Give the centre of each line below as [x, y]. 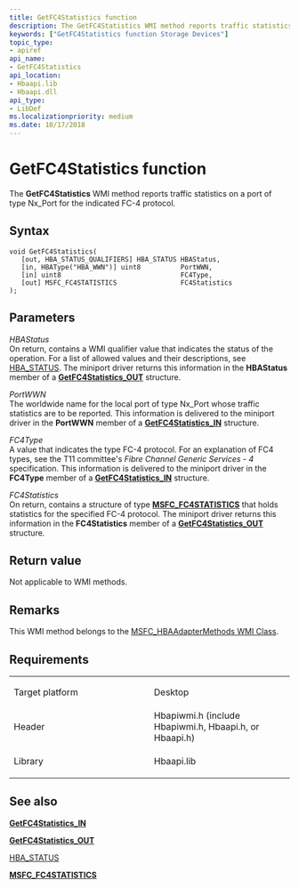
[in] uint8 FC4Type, [117, 275]
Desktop [172, 692]
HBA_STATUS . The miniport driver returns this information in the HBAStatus [148, 367]
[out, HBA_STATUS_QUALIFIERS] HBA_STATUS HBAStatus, [121, 259]
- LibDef [25, 109]
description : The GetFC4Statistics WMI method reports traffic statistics [151, 26]
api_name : [28, 59]
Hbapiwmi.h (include [197, 715]
